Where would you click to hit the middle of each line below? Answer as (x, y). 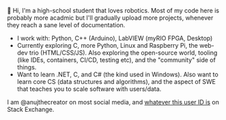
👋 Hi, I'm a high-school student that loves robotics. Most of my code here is (113, 11)
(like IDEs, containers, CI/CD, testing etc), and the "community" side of (116, 60)
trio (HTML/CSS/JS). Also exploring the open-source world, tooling (124, 52)
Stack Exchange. (31, 109)
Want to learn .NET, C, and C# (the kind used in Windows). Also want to (117, 74)
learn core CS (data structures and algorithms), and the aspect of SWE (116, 81)
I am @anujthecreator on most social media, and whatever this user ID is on (113, 102)
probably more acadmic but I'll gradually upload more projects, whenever (110, 18)
